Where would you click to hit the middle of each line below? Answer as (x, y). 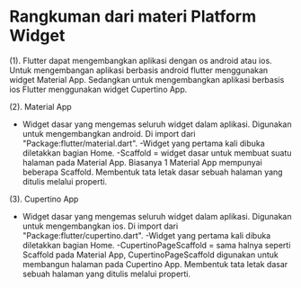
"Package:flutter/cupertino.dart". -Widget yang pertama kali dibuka (146, 235)
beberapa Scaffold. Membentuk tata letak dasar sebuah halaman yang (152, 172)
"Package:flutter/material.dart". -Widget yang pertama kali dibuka (143, 143)
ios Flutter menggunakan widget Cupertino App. (98, 89)
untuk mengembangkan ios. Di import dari (100, 226)
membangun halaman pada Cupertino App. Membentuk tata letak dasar (155, 264)
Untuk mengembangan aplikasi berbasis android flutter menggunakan (139, 70)
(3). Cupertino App (44, 199)
